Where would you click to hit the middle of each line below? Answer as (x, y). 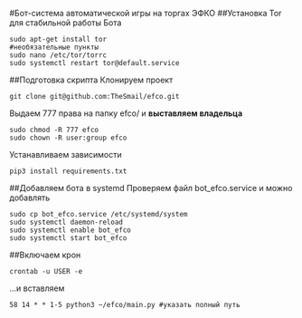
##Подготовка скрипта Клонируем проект (91, 80)
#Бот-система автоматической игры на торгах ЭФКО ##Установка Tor (146, 13)
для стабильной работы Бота (66, 23)
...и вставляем (37, 288)
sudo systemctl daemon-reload (66, 222)
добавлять (30, 198)
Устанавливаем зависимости (66, 154)
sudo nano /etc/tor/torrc (58, 55)
